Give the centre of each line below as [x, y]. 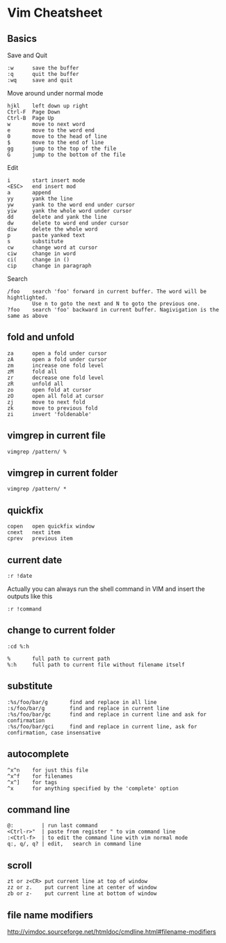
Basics [22, 39]
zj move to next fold [46, 402]
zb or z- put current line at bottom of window [82, 894]
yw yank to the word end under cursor [71, 205]
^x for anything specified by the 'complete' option [93, 788]
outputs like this [30, 597]
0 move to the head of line [57, 137]
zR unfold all [35, 384]
